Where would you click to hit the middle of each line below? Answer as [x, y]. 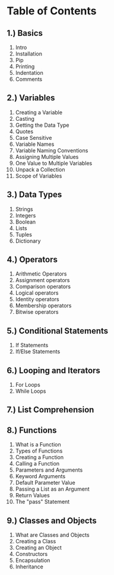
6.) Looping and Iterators [53, 370]
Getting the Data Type [42, 125]
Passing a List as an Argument [52, 489]
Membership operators [43, 305]
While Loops [31, 391]
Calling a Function [37, 464]
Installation [29, 54]
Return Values [32, 496]
